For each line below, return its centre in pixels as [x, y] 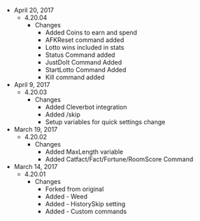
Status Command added [80, 55]
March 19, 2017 [36, 129]
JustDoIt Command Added [84, 62]
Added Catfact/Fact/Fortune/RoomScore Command [119, 159]
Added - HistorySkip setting [85, 204]
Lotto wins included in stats [85, 47]
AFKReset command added [85, 40]
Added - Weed [66, 196]
